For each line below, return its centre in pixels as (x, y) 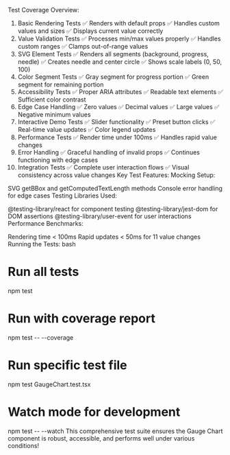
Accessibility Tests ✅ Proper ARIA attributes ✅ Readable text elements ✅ (120, 92)
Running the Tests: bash (42, 244)
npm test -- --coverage (41, 337)
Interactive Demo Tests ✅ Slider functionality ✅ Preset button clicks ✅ (116, 122)
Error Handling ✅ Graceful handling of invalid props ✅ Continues (109, 152)
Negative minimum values (54, 115)
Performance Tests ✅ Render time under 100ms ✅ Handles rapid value (117, 137)
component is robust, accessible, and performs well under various (101, 438)
